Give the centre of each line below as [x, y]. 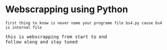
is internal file [24, 27]
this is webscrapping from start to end [56, 36]
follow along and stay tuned [41, 42]
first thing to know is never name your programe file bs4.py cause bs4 [84, 23]
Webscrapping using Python [67, 9]
